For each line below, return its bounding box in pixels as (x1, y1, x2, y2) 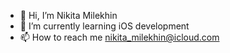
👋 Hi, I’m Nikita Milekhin (19, 10, 118, 21)
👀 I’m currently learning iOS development (19, 20, 190, 32)
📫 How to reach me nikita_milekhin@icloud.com (19, 31, 220, 43)
